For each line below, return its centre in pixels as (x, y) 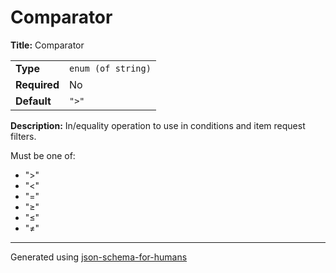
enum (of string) (110, 68)
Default (33, 101)
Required (37, 84)
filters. (23, 136)
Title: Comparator (47, 45)
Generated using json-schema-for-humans (99, 257)
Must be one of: (43, 155)
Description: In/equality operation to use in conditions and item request (158, 125)
